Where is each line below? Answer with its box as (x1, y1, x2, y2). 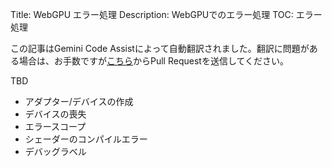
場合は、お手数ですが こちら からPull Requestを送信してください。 (18, 55, 290, 67)
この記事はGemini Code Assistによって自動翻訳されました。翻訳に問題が (10, 43, 310, 54)
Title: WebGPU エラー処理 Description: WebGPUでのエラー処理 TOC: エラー (10, 9, 323, 20)
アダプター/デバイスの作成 (24, 96, 134, 107)
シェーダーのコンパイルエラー (24, 133, 148, 145)
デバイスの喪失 (24, 108, 87, 120)
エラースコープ (24, 121, 87, 132)
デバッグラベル (24, 146, 87, 157)
